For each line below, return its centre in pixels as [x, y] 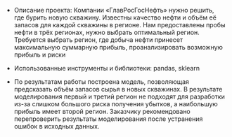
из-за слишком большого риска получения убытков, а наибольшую [116, 104]
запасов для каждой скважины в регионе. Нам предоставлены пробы [120, 25]
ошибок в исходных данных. [57, 126]
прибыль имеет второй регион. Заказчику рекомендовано [102, 111]
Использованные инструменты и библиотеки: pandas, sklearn [107, 68]
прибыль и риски [40, 55]
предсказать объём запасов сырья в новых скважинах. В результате [118, 89]
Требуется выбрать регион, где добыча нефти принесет [98, 40]
